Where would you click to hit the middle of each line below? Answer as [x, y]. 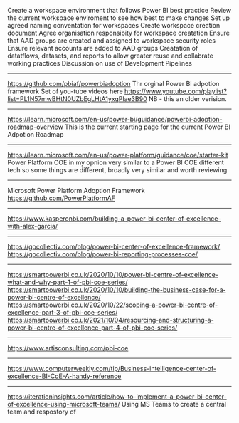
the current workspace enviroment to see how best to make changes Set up [118, 18]
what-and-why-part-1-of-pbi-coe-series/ [68, 282]
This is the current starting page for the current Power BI [148, 127]
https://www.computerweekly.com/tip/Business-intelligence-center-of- [112, 369]
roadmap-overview [36, 127]
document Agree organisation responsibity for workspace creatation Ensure [118, 33]
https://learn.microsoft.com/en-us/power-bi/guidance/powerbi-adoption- [115, 119]
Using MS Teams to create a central [174, 404]
